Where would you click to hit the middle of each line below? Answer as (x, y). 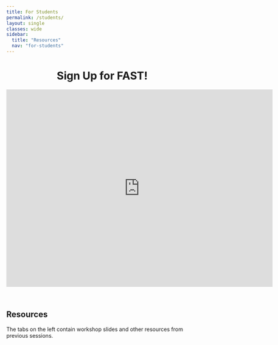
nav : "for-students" (38, 46)
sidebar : (17, 35)
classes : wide (24, 29)
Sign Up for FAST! (102, 76)
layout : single (26, 23)
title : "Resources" (36, 40)
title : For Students (33, 12)
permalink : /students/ (35, 18)
